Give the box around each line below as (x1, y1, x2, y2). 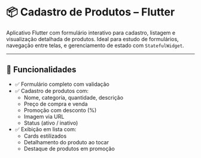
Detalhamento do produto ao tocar (23, 138, 109, 145)
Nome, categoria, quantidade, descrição (23, 94, 124, 101)
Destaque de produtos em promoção (23, 145, 115, 152)
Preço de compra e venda (23, 100, 88, 107)
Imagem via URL (23, 113, 65, 120)
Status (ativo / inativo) (23, 119, 78, 126)
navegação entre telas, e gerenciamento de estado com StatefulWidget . (6, 42, 184, 49)
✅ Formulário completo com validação (14, 80, 109, 88)
